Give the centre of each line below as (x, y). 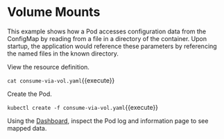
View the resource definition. (49, 67)
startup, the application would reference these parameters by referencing (112, 46)
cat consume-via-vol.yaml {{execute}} (61, 80)
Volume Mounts (54, 12)
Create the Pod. (29, 94)
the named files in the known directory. (63, 54)
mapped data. (27, 128)
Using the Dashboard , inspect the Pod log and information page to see (108, 121)
